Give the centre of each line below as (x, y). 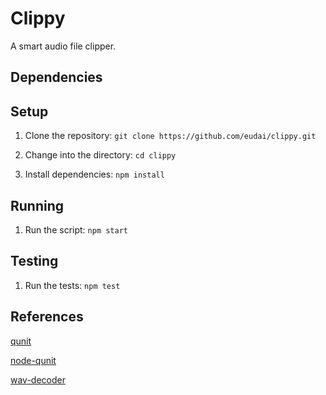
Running (37, 205)
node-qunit (33, 360)
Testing (34, 261)
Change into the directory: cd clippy (100, 155)
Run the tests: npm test (72, 285)
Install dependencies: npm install (94, 174)
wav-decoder (38, 379)
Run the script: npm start (76, 229)
